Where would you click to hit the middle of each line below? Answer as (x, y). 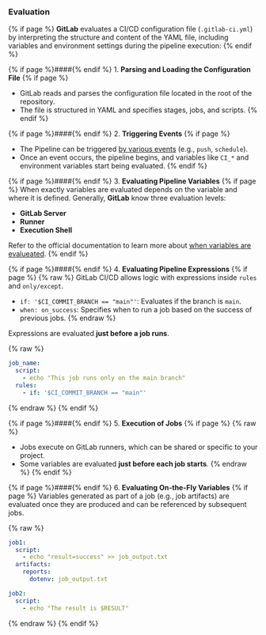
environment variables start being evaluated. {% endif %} (113, 166)
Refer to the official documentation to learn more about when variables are (130, 246)
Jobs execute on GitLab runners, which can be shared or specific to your (139, 447)
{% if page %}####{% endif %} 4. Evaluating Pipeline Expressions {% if (128, 269)
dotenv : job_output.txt (68, 580)
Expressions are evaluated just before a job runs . (89, 334)
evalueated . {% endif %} (48, 254)
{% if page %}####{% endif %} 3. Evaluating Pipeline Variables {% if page (132, 181)
